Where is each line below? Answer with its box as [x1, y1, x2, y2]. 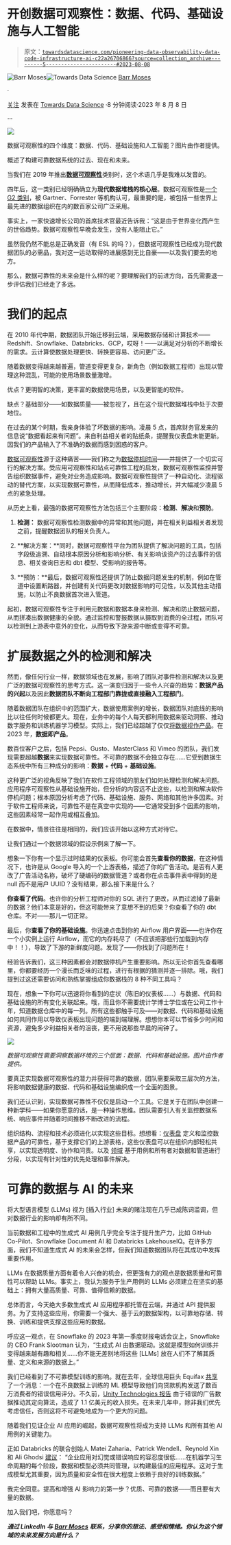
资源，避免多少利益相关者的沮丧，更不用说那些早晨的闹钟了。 [7, 1023, 182, 1032]
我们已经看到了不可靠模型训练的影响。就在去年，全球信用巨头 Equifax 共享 [7, 1372, 218, 1380]
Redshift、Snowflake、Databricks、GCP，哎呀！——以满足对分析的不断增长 [7, 339, 223, 347]
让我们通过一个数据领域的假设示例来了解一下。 [7, 839, 139, 847]
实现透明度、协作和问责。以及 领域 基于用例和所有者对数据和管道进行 [25, 1146, 221, 1154]
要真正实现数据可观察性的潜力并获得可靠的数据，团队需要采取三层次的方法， [7, 1074, 223, 1082]
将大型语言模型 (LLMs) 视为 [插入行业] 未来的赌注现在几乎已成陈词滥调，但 [7, 1205, 219, 1213]
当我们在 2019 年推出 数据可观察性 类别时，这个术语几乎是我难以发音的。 [7, 170, 210, 178]
